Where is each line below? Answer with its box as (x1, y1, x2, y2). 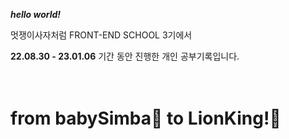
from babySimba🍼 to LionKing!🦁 (10, 107, 282, 130)
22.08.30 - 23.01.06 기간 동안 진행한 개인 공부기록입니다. (10, 50, 240, 62)
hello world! (10, 9, 62, 20)
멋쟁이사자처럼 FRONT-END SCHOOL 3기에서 (10, 29, 193, 41)
